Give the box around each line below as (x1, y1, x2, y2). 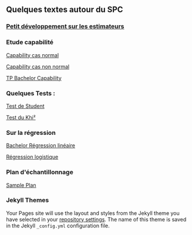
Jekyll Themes (6, 196, 49, 204)
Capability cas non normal (6, 63, 69, 70)
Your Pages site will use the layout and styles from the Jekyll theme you (6, 209, 180, 217)
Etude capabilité (6, 38, 54, 47)
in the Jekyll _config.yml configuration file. (6, 222, 110, 229)
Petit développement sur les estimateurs (6, 22, 124, 31)
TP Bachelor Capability (6, 74, 62, 81)
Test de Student (6, 102, 45, 110)
